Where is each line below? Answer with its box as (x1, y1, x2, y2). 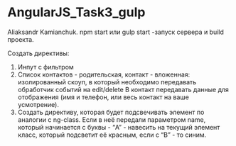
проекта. (7, 35, 34, 43)
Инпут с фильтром (17, 62, 75, 71)
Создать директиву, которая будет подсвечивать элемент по (17, 108, 205, 116)
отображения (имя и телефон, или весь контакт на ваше (17, 93, 190, 101)
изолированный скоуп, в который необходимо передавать (17, 77, 197, 86)
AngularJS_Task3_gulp (7, 4, 146, 21)
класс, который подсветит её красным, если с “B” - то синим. (17, 130, 207, 139)
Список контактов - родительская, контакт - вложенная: (17, 70, 191, 79)
